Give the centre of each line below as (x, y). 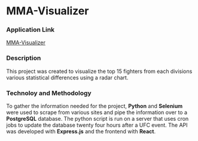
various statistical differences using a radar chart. (67, 77)
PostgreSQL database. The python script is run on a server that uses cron (98, 119)
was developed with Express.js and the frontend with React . (81, 131)
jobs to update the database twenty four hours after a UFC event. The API (97, 125)
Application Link (31, 30)
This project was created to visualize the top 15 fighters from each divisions (99, 71)
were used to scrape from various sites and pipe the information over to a (97, 112)
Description (24, 58)
